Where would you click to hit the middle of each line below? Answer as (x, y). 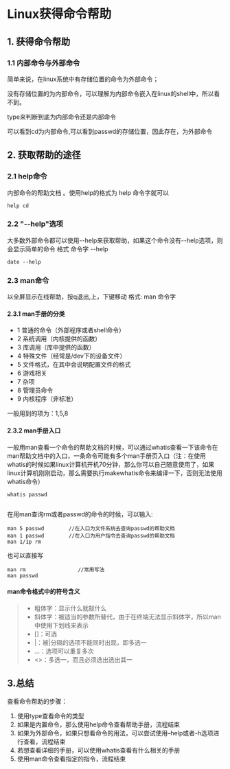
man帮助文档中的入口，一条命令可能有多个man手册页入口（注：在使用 (106, 456)
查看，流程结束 (44, 742)
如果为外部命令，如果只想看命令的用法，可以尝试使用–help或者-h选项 (115, 733)
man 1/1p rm (24, 542)
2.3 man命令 (28, 280)
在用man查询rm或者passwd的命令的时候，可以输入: (80, 514)
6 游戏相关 (32, 373)
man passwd (23, 575)
